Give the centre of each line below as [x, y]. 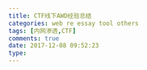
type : [17, 53]
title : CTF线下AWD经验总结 [50, 16]
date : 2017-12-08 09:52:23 [54, 46]
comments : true [34, 38]
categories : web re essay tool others [73, 23]
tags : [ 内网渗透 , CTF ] [42, 31]
